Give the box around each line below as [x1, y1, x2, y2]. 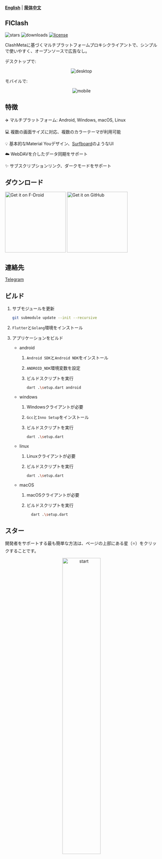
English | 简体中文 [5, 5, 41, 10]
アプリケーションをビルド [12, 335, 64, 341]
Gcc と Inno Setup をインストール [26, 414, 89, 420]
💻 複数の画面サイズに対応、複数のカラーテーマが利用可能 [5, 129, 121, 135]
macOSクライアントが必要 [26, 492, 80, 498]
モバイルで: [5, 78, 28, 84]
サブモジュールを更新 [12, 306, 55, 311]
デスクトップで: [5, 58, 36, 64]
